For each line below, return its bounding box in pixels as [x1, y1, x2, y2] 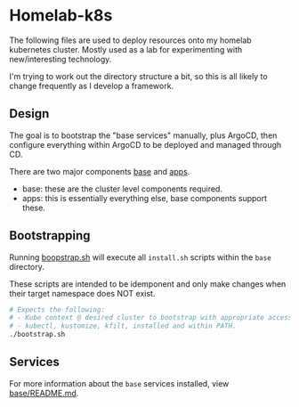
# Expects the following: [9, 305, 105, 314]
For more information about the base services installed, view [9, 378, 230, 388]
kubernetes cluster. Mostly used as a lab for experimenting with [9, 44, 243, 54]
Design [9, 106, 50, 121]
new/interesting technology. [9, 53, 112, 64]
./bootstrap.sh [9, 330, 66, 339]
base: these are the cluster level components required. [21, 183, 222, 194]
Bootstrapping [9, 228, 91, 243]
